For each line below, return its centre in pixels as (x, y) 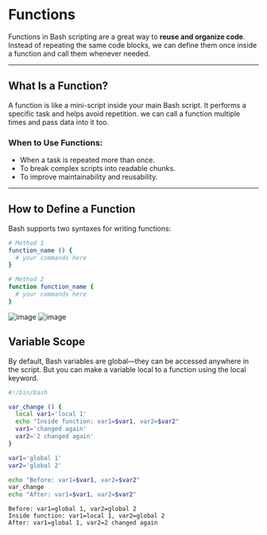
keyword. (23, 378)
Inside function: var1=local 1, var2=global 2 (87, 516)
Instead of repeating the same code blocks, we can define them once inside (133, 45)
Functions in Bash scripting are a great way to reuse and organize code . (127, 37)
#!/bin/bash (28, 392)
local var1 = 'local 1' (51, 414)
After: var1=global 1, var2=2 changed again (83, 523)
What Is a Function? (58, 86)
